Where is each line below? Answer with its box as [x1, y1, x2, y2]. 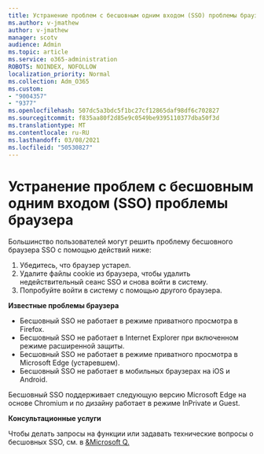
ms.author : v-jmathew [8, 19, 79, 27]
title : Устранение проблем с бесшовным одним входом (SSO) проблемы [8, 11, 237, 20]
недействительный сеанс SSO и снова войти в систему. [19, 277, 208, 287]
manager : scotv [8, 33, 58, 42]
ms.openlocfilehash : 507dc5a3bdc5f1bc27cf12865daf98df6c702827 [8, 107, 220, 115]
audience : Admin [8, 41, 61, 49]
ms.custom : [8, 84, 44, 93]
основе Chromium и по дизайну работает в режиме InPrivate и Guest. [8, 399, 240, 408]
